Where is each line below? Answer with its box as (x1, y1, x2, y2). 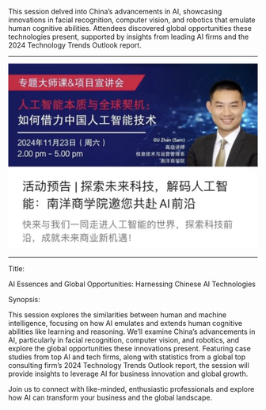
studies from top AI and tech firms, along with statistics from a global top (8, 352, 246, 362)
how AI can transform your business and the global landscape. (8, 393, 212, 403)
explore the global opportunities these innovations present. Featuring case (8, 344, 251, 354)
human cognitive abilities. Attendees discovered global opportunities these (8, 24, 252, 33)
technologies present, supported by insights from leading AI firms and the (8, 32, 249, 41)
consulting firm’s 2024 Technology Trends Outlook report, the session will (8, 361, 249, 370)
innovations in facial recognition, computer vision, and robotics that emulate (8, 15, 256, 25)
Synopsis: (8, 295, 41, 305)
